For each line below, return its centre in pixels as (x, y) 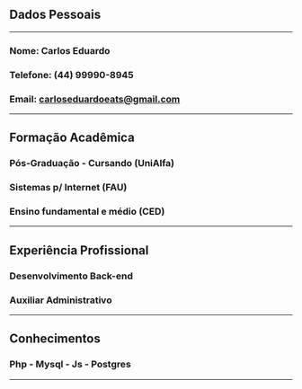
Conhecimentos (55, 339)
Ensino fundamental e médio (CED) (87, 212)
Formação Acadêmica (72, 138)
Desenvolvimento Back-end (71, 276)
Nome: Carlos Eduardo (60, 50)
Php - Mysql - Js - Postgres (71, 365)
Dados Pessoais (55, 15)
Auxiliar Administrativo (61, 300)
